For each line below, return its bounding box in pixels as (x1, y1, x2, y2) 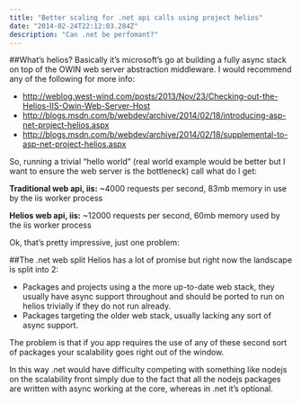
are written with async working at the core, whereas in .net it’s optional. (9, 383, 274, 394)
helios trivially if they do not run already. (22, 300, 172, 311)
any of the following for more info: (9, 74, 135, 85)
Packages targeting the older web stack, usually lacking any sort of (22, 310, 272, 321)
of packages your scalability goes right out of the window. (9, 347, 225, 358)
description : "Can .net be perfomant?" (9, 30, 159, 39)
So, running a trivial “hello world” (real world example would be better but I (9, 157, 286, 167)
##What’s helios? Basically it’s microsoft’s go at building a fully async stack (9, 55, 288, 66)
